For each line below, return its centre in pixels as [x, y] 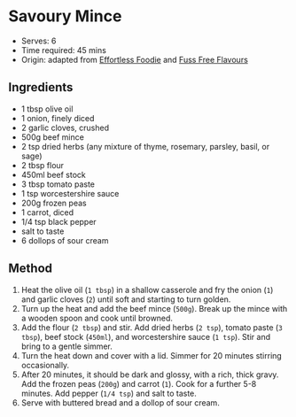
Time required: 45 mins [64, 50]
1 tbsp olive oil [47, 109]
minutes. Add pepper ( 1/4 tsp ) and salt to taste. [109, 393]
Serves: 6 [39, 41]
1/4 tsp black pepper [58, 221]
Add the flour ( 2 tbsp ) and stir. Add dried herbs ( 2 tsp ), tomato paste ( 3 [152, 327]
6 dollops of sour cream [65, 240]
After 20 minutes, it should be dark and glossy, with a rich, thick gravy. [150, 375]
